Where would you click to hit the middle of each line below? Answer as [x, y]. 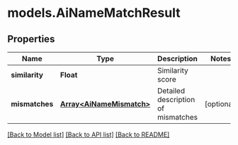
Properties [31, 39]
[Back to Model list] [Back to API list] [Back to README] [89, 134]
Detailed [171, 91]
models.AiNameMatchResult [94, 13]
